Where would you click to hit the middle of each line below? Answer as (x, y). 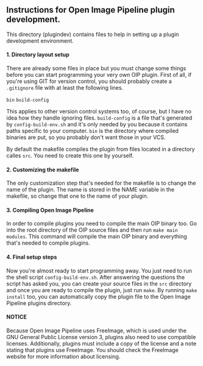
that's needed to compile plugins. (48, 243)
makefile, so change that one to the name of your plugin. (77, 196)
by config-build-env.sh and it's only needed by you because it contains (97, 124)
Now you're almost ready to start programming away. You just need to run (99, 270)
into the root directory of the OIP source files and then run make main (92, 230)
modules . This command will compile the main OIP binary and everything (97, 237)
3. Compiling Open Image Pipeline (50, 210)
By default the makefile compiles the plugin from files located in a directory (101, 149)
